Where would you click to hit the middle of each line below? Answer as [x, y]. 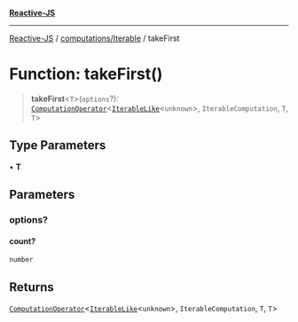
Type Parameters [58, 145]
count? [23, 241]
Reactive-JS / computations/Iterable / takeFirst [94, 38]
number [21, 260]
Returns [32, 287]
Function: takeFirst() [86, 74]
